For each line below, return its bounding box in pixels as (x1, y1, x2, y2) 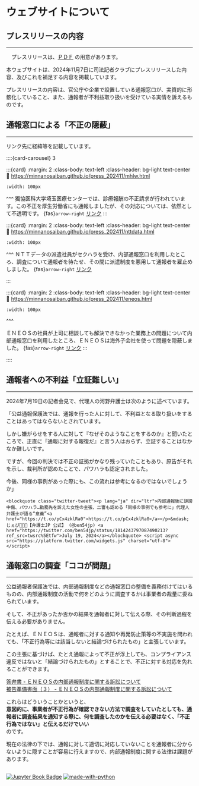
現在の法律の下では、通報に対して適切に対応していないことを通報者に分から (6, 741, 193, 748)
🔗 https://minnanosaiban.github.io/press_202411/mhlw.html (6, 172, 150, 179)
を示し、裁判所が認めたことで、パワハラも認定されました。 (6, 465, 151, 472)
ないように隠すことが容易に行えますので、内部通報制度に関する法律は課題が (6, 748, 193, 755)
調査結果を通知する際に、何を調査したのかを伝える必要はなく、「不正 (21, 713, 191, 720)
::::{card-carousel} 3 (6, 154, 56, 161)
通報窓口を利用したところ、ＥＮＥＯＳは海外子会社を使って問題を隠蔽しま (11, 337, 193, 344)
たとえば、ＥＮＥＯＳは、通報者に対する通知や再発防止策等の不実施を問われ (6, 631, 193, 638)
